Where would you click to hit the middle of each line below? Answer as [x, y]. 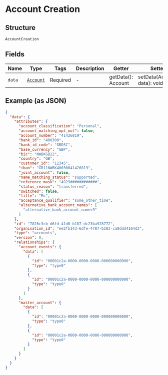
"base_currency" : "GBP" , [44, 149]
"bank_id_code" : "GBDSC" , [45, 145]
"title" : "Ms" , [34, 196]
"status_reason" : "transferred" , [53, 187]
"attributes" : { [31, 122]
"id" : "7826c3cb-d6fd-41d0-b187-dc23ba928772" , [64, 224]
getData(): [121, 77]
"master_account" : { [40, 303]
